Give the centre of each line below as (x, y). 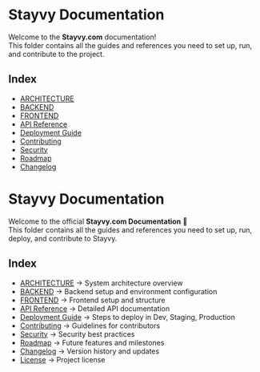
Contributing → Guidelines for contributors (90, 325)
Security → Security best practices (77, 334)
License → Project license (62, 359)
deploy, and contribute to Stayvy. (63, 238)
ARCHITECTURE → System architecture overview (101, 283)
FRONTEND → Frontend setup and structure (92, 300)
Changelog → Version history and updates (90, 351)
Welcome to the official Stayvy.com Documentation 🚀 (98, 221)
